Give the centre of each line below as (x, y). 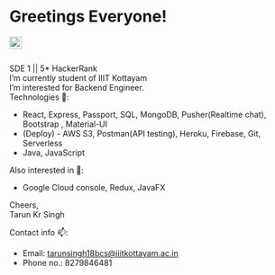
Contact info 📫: (39, 232)
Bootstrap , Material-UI (65, 124)
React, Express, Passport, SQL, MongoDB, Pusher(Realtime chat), (144, 114)
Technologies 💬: (39, 97)
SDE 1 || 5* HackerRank (53, 68)
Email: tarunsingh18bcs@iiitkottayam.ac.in (100, 253)
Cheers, (24, 205)
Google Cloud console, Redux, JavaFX (94, 187)
